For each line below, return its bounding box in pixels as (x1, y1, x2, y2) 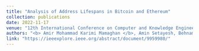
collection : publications (6, 14, 70, 20)
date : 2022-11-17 (6, 19, 49, 25)
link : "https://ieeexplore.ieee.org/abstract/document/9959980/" (6, 36, 171, 42)
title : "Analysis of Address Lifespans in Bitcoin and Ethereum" (6, 8, 171, 15)
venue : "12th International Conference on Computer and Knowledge (6, 25, 174, 31)
